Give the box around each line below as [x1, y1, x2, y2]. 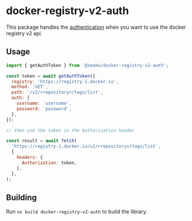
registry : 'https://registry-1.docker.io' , [11, 78, 119, 85]
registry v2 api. [6, 29, 43, 36]
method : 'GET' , [11, 84, 49, 90]
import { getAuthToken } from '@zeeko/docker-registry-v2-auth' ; [6, 62, 169, 68]
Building [6, 192, 37, 202]
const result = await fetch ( [6, 138, 77, 144]
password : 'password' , [16, 106, 72, 112]
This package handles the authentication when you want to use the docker [6, 24, 186, 31]
